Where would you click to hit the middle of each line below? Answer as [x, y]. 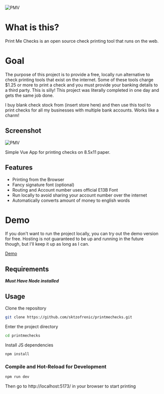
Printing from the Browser [38, 179]
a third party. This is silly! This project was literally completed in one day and [82, 90]
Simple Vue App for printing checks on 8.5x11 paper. [58, 152]
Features [19, 168]
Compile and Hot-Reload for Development [56, 366]
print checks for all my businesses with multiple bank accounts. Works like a [82, 110]
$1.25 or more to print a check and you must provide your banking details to [82, 85]
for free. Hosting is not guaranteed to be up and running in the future [74, 239]
